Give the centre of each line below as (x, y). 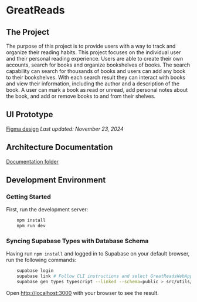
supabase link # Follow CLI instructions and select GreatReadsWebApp (105, 276)
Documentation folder (33, 161)
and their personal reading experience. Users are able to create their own (95, 59)
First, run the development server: (47, 210)
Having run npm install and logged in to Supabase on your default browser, (98, 254)
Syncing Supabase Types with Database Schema (77, 241)
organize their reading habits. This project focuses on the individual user (94, 52)
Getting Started (28, 197)
